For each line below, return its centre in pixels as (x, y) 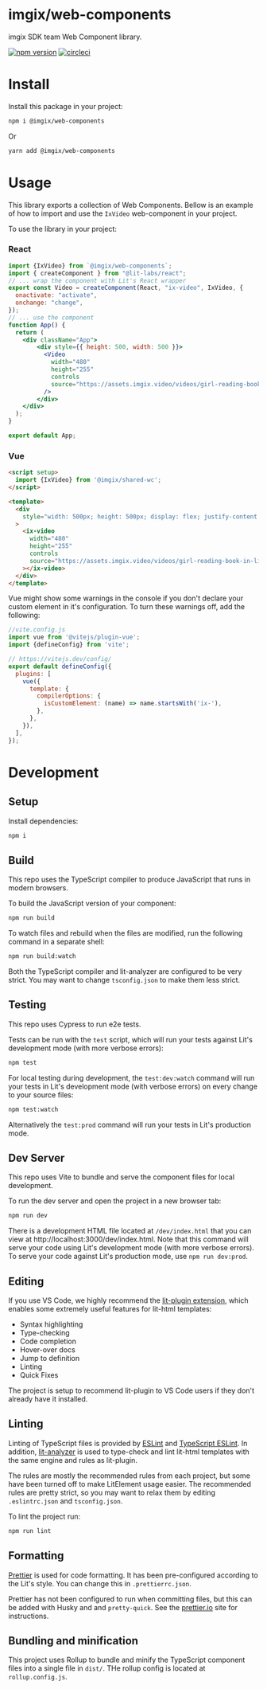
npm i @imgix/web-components (56, 121)
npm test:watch (33, 1109)
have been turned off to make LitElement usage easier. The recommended (130, 1484)
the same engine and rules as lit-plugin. (73, 1460)
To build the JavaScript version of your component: (92, 903)
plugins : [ (33, 674)
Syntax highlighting (51, 1324)
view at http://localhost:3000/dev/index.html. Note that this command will (128, 1239)
